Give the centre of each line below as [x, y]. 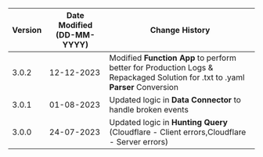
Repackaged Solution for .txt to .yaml [177, 77]
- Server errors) [139, 142]
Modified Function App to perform [173, 58]
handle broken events [149, 110]
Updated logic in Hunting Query [169, 122]
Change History [180, 30]
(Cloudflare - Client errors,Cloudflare [178, 132]
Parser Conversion [144, 87]
